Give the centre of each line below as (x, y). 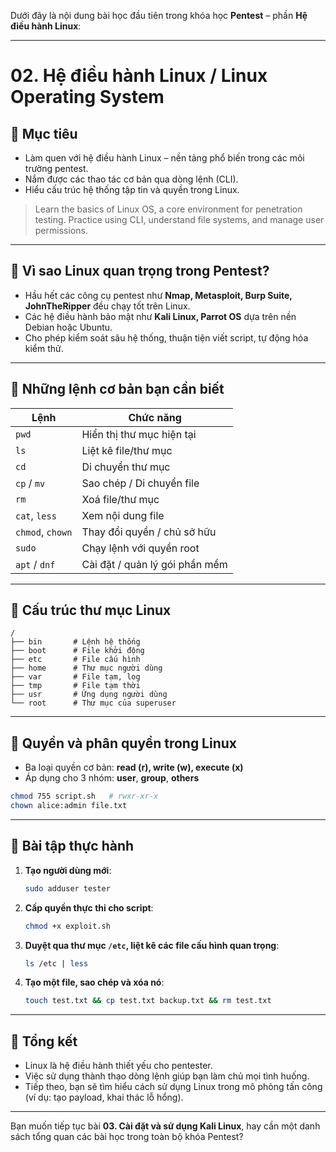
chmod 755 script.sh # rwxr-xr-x (84, 796)
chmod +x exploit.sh (67, 926)
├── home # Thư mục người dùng (86, 668)
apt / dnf (35, 564)
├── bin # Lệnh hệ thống (75, 642)
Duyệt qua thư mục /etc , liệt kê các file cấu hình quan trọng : (152, 945)
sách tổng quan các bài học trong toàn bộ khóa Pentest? (127, 1137)
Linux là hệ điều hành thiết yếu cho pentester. (118, 1066)
